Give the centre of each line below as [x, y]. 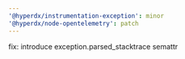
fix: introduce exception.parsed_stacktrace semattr [93, 46]
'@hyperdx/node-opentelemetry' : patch [74, 23]
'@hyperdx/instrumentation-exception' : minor [86, 16]
